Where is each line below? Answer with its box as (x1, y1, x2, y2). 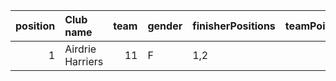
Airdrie (64, 42, 97, 56)
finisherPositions (192, 19, 276, 33)
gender (147, 19, 183, 33)
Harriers (64, 55, 104, 68)
